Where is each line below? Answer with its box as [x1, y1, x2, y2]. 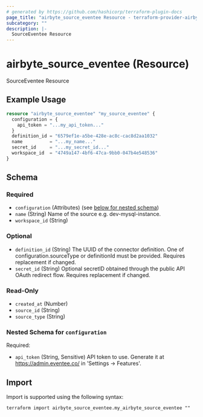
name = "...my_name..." [11, 139, 96, 145]
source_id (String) [14, 307, 60, 314]
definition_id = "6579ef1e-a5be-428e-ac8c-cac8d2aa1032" [11, 133, 158, 139]
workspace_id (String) [14, 217, 68, 224]
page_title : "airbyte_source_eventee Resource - [6, 14, 131, 21]
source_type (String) [14, 313, 65, 320]
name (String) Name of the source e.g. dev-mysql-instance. [14, 211, 161, 218]
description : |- [6, 25, 47, 32]
